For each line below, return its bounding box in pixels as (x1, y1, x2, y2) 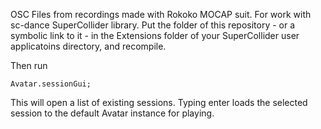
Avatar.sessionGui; (10, 79, 92, 89)
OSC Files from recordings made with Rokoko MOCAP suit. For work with (10, 9, 312, 20)
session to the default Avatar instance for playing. (10, 107, 215, 119)
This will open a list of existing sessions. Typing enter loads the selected (10, 97, 308, 108)
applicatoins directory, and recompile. (10, 40, 167, 52)
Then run (10, 60, 48, 71)
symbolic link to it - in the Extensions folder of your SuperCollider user (10, 30, 300, 41)
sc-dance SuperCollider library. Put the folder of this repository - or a (10, 19, 296, 31)
